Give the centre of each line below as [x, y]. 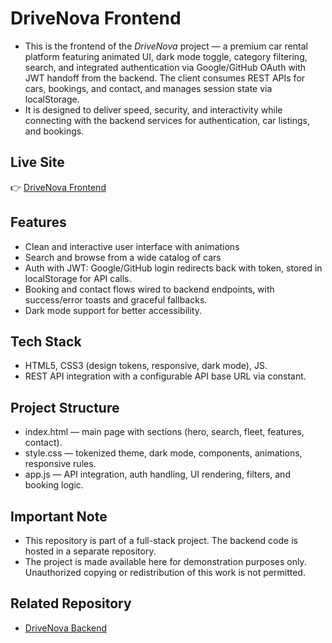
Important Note [59, 516]
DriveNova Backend [66, 628]
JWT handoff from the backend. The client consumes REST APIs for [165, 78]
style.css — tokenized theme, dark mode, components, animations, [163, 453]
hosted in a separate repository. [90, 551]
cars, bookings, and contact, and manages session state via [148, 88]
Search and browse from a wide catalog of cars [123, 257]
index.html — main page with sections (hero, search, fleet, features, [164, 432]
